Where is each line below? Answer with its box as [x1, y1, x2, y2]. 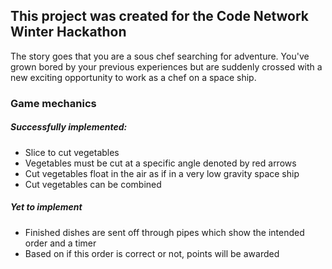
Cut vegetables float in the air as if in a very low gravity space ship [24, 167, 300, 179]
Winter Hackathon [10, 24, 127, 41]
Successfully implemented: [10, 121, 128, 133]
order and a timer [24, 237, 97, 249]
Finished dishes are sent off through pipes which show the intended [24, 226, 305, 238]
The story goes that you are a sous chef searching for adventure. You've [10, 50, 310, 62]
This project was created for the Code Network [10, 8, 310, 25]
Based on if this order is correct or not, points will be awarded [24, 247, 280, 259]
